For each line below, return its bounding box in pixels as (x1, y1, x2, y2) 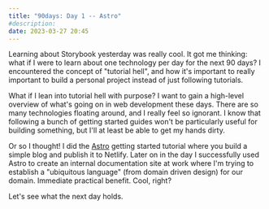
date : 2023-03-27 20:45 (8, 27, 89, 35)
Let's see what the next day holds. (8, 192, 124, 202)
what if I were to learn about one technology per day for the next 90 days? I (8, 58, 262, 67)
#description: (8, 20, 57, 28)
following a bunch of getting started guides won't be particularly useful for (8, 117, 258, 127)
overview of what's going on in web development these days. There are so (8, 99, 258, 110)
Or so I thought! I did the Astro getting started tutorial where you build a (8, 142, 248, 151)
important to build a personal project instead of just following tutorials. (8, 75, 244, 85)
